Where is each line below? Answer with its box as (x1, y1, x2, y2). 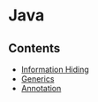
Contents (8, 41, 61, 56)
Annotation (20, 83, 62, 93)
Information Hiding (20, 64, 89, 75)
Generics (20, 74, 55, 84)
